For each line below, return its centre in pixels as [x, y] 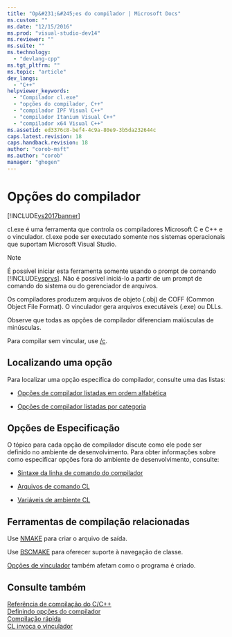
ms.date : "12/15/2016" [40, 26]
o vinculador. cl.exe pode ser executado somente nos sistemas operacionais [116, 236]
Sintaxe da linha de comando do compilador [80, 473]
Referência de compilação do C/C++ [60, 604]
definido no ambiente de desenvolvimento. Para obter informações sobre [111, 452]
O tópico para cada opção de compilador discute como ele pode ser [105, 445]
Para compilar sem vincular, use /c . [57, 340]
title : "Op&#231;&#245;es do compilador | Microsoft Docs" [94, 14]
